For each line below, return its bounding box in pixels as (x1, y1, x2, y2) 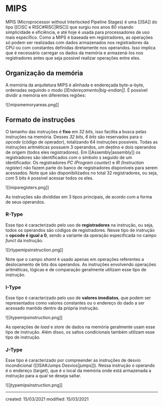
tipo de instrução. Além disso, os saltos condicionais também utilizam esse (5, 329, 155, 335)
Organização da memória (5, 69, 83, 78)
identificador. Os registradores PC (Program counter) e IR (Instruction (5, 160, 144, 165)
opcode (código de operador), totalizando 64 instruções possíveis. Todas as (5, 139, 158, 145)
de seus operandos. (5, 199, 45, 205)
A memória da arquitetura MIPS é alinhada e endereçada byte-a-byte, (5, 82, 145, 88)
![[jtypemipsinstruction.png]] (5, 382, 63, 388)
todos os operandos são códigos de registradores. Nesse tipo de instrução (5, 227, 155, 233)
